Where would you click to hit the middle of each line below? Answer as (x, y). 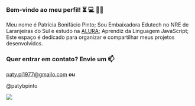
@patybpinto (22, 85)
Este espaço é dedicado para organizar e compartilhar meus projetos (90, 37)
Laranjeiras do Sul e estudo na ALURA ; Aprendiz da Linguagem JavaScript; (97, 31)
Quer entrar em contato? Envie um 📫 (60, 59)
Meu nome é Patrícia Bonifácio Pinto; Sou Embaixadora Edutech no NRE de (97, 25)
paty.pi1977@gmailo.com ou (41, 74)
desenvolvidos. (25, 44)
